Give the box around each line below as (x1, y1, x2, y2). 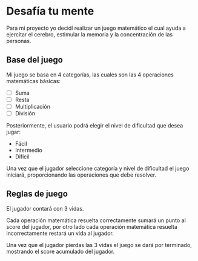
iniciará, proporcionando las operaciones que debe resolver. (6, 171, 156, 178)
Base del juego (6, 55, 64, 65)
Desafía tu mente (6, 4, 94, 18)
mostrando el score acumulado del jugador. (6, 248, 115, 255)
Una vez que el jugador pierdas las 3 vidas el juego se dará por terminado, (6, 241, 192, 248)
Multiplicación (15, 103, 50, 110)
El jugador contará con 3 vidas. (6, 205, 84, 212)
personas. (6, 37, 31, 44)
